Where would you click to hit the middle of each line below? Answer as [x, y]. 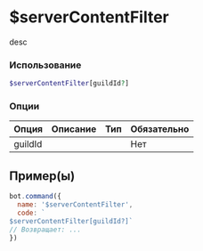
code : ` [32, 213]
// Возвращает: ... [45, 230]
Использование [45, 65]
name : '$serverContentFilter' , [75, 205]
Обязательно [160, 129]
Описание [74, 129]
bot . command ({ [36, 197]
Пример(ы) [42, 176]
